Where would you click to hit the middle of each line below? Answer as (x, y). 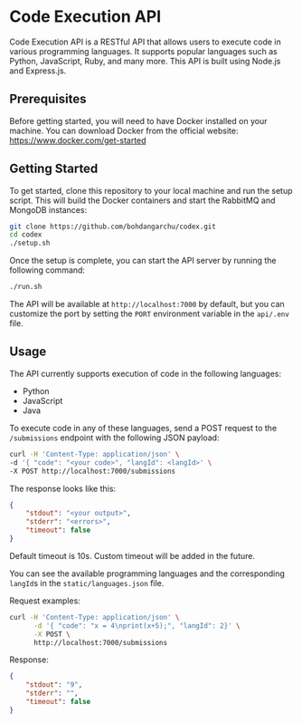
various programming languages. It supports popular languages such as (143, 51)
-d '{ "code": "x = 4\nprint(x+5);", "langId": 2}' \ (137, 626)
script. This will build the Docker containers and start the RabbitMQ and (142, 200)
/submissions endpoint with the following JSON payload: (114, 438)
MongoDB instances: (48, 209)
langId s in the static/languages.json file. (87, 583)
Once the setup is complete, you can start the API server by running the (143, 261)
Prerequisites (48, 99)
